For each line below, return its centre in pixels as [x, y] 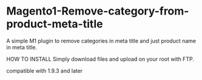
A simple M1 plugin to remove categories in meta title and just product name [101, 41]
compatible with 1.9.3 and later [45, 70]
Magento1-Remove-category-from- [98, 11]
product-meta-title [55, 24]
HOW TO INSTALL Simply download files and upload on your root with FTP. [100, 59]
